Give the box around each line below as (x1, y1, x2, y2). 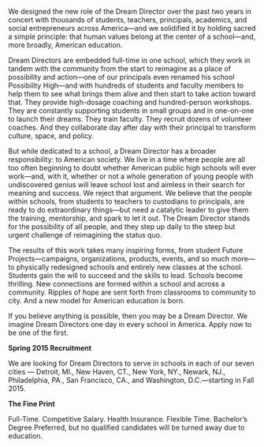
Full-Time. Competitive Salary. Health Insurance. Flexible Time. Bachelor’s (8, 415, 248, 423)
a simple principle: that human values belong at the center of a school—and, (8, 32, 256, 41)
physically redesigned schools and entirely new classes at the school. (16, 262, 243, 272)
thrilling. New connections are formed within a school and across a (8, 280, 225, 288)
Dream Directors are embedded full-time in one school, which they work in (8, 55, 251, 65)
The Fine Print (8, 399, 55, 408)
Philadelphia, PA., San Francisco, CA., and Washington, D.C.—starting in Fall (8, 375, 255, 385)
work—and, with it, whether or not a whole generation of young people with (8, 171, 254, 181)
